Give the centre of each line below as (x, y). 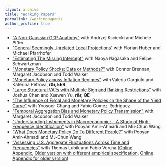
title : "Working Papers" (31, 14)
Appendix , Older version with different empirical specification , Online (83, 153)
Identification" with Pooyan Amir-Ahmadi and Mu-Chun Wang (98, 127)
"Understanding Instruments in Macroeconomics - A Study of (75, 122)
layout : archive (22, 10)
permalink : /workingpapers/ (34, 19)
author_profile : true (28, 23)
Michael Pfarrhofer (31, 53)
